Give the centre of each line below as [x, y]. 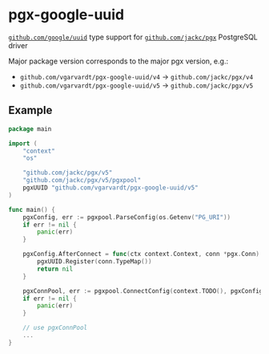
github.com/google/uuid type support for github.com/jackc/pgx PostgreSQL [133, 37]
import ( [23, 143]
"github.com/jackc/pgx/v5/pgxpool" [82, 181]
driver [18, 45]
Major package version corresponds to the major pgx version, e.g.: [118, 61]
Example [30, 110]
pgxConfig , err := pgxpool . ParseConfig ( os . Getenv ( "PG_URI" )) [126, 217]
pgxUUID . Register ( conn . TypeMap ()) [94, 262]
